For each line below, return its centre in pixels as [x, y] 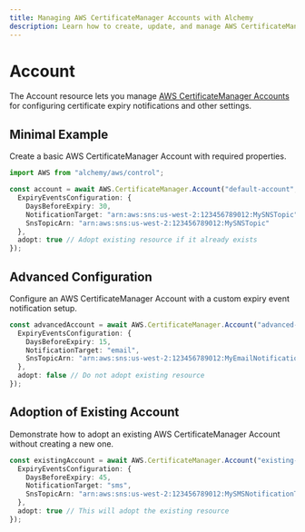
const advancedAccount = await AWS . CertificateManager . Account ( [133, 325]
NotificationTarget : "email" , [83, 350]
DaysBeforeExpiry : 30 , [69, 206]
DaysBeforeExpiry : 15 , [69, 341]
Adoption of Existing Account [94, 413]
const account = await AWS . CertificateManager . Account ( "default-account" [152, 190]
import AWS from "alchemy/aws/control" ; [87, 173]
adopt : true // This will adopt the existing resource [123, 511]
